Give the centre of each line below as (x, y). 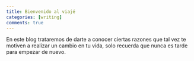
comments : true (25, 23)
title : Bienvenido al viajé (41, 12)
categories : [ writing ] (34, 17)
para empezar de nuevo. (36, 52)
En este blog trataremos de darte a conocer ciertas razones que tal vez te (96, 40)
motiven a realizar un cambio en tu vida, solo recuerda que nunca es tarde (97, 46)
